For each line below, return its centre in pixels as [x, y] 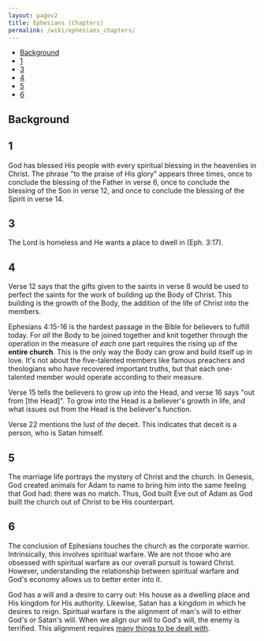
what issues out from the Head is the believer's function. [100, 409]
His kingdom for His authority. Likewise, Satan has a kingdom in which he [127, 603]
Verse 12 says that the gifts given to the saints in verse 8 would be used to [128, 287]
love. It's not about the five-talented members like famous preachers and [127, 361]
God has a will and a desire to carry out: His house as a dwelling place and [129, 594]
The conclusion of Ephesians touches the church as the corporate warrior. [129, 545]
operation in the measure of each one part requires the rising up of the [123, 343]
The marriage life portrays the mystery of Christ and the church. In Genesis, [131, 477]
